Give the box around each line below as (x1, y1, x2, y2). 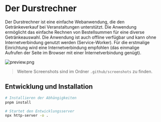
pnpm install (5, 100, 31, 105)
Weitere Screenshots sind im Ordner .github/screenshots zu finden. (16, 68, 153, 74)
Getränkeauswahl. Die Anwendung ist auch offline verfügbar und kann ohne (5, 34, 156, 40)
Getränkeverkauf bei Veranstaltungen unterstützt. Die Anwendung (5, 24, 137, 30)
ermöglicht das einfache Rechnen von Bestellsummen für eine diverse (5, 29, 145, 35)
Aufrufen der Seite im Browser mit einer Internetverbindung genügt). (5, 49, 142, 56)
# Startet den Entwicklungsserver (5, 108, 75, 114)
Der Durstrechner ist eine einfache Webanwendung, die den (5, 19, 125, 25)
